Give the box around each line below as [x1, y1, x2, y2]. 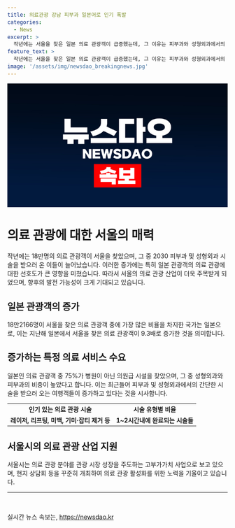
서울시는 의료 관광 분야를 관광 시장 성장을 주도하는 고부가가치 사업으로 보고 [7, 460, 211, 469]
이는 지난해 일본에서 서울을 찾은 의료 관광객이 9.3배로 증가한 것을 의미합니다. [16, 329, 225, 337]
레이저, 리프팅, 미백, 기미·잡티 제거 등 [10, 416, 111, 424]
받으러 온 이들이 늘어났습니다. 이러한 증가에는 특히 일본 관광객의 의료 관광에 [20, 261, 226, 269]
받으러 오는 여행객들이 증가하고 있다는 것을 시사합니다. [20, 389, 168, 397]
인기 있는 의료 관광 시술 [29, 405, 92, 413]
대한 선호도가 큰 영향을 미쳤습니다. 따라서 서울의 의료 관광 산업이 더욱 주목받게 [7, 269, 220, 278]
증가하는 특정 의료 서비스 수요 [7, 352, 127, 364]
